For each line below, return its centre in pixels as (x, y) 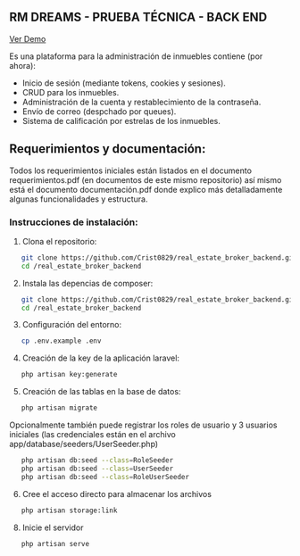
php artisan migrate (59, 408)
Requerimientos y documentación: (108, 149)
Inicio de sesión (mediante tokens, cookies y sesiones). (124, 83)
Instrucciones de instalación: (74, 222)
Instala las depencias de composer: (87, 283)
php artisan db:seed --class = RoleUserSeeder (105, 477)
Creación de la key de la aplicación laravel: (101, 358)
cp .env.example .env (61, 341)
